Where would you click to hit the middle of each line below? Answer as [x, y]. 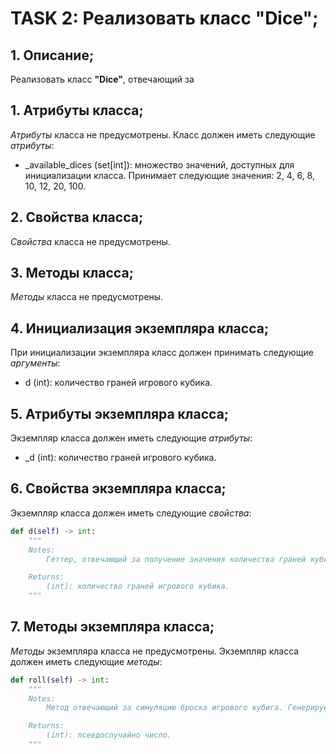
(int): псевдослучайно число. [109, 735]
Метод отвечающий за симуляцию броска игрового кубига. [165, 708]
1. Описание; [52, 55]
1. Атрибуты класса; [77, 110]
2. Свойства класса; [77, 217]
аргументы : [35, 363]
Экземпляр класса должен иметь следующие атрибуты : [131, 438]
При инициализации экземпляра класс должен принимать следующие [162, 353]
